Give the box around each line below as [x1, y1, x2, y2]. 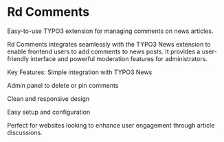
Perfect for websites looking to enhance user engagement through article [7, 121, 215, 129]
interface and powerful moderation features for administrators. [30, 54, 208, 62]
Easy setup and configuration [7, 108, 91, 116]
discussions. [7, 128, 43, 137]
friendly [7, 54, 30, 62]
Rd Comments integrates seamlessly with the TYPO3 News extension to [7, 40, 211, 48]
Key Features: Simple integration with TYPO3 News [7, 68, 153, 76]
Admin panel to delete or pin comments [7, 81, 119, 89]
